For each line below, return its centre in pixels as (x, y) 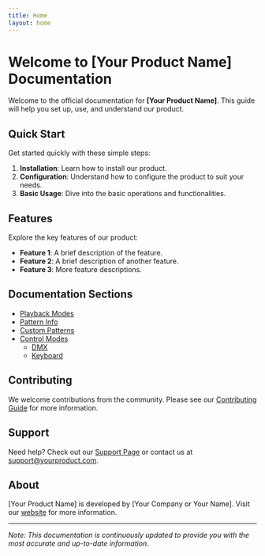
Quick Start (37, 134)
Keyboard (47, 355)
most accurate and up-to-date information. (79, 543)
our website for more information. (63, 513)
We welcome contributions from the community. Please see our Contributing (132, 399)
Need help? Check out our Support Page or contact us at (101, 452)
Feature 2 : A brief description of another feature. (99, 261)
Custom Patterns (47, 330)
